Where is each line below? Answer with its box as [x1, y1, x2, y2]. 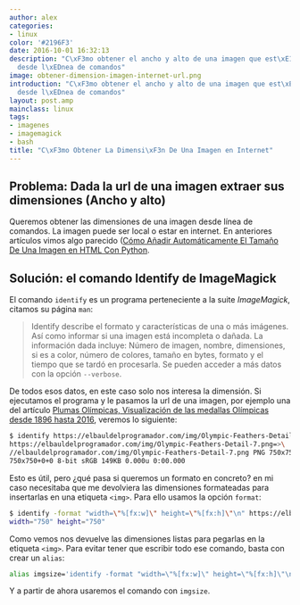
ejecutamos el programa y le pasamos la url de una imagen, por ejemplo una [9, 395, 291, 406]
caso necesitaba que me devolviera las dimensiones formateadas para [9, 482, 270, 493]
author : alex [9, 12, 58, 22]
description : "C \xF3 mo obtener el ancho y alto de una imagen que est [9, 54, 278, 63]
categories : [9, 21, 54, 30]
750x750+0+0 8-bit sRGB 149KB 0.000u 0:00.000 [9, 456, 186, 465]
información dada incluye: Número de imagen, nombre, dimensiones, [30, 340, 286, 351]
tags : [9, 112, 29, 121]
